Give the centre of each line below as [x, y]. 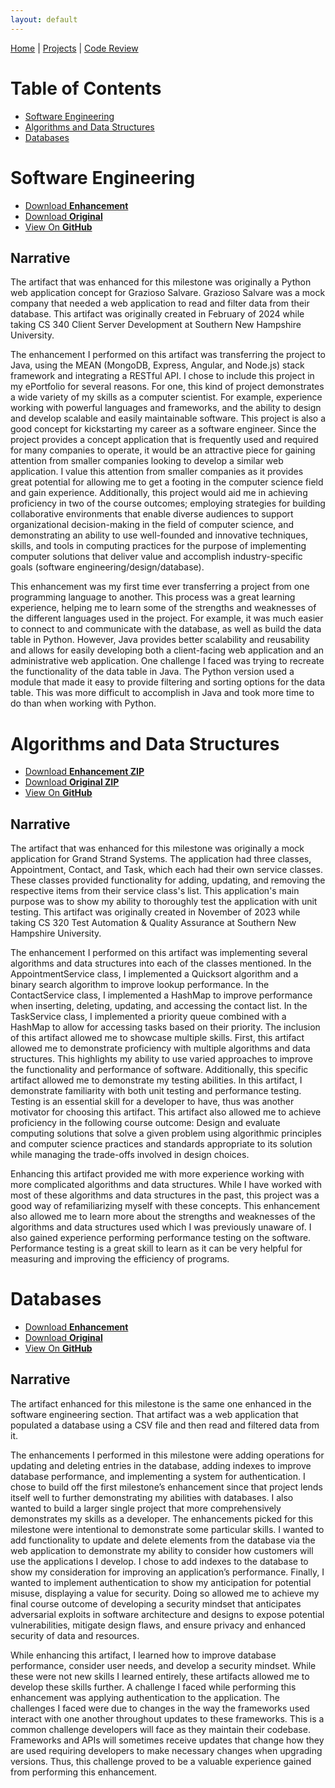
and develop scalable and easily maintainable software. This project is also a [168, 418]
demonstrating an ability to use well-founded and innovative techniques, [159, 535]
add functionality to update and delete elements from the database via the [163, 1540]
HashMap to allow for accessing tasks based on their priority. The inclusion [165, 1027]
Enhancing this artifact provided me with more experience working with [157, 1174]
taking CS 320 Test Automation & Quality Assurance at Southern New [153, 923]
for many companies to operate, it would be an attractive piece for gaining [163, 450]
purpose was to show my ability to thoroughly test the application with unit [164, 902]
